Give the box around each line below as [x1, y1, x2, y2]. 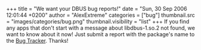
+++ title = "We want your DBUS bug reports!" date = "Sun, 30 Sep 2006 [6, 5, 188, 12]
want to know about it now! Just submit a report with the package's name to [6, 31, 195, 38]
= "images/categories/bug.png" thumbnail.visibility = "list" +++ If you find [6, 18, 190, 25]
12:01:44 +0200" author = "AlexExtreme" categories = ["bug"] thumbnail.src [6, 11, 196, 19]
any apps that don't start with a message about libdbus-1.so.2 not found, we [6, 24, 196, 31]
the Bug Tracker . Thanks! [6, 37, 69, 44]
